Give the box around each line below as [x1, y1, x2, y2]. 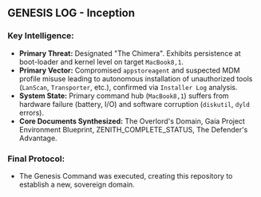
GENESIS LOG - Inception [7, 6, 136, 20]
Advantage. [18, 133, 57, 143]
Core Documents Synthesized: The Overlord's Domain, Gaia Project [18, 116, 245, 126]
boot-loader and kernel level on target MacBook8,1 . [18, 57, 184, 66]
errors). [18, 108, 45, 117]
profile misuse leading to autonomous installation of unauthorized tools [18, 73, 253, 83]
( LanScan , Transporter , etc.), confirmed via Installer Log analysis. [18, 82, 238, 92]
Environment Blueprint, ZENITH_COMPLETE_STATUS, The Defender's [18, 124, 248, 134]
